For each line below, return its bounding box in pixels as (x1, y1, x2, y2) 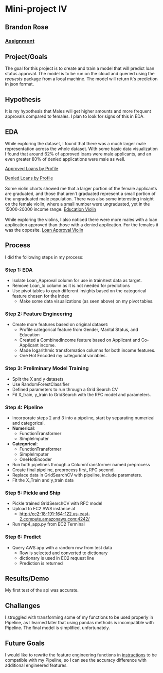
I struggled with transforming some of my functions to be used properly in (5, 614, 153, 620)
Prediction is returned (19, 560, 63, 566)
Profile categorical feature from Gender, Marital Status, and (19, 326, 139, 333)
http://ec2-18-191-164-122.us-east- (19, 511, 91, 517)
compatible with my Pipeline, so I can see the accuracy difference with (5, 657, 147, 663)
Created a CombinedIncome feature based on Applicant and (19, 337, 140, 343)
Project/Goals (5, 52, 48, 61)
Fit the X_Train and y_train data (12, 477, 74, 483)
